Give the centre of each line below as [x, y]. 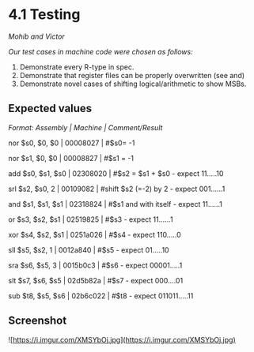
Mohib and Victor [36, 36]
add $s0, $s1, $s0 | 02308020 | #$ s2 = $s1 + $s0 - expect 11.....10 [116, 173]
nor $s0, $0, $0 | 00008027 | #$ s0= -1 [72, 143]
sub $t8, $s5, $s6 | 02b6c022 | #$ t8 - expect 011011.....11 [101, 296]
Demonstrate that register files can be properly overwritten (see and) [132, 75]
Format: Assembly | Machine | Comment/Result [85, 127]
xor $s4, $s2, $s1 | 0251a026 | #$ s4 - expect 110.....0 [95, 234]
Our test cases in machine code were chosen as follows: [100, 51]
